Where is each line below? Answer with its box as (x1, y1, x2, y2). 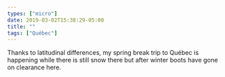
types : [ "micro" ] (7, 10, 58, 17)
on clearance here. (7, 63, 61, 71)
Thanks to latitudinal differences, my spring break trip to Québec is (7, 49, 199, 57)
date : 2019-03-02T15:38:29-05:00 (7, 17, 104, 24)
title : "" (7, 23, 36, 30)
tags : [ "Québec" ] (7, 29, 58, 37)
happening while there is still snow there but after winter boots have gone (7, 56, 218, 65)
